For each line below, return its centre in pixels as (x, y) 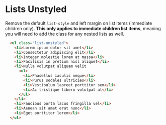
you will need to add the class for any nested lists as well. (65, 34)
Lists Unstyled (36, 9)
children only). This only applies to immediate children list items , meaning (83, 28)
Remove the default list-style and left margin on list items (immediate (79, 23)
